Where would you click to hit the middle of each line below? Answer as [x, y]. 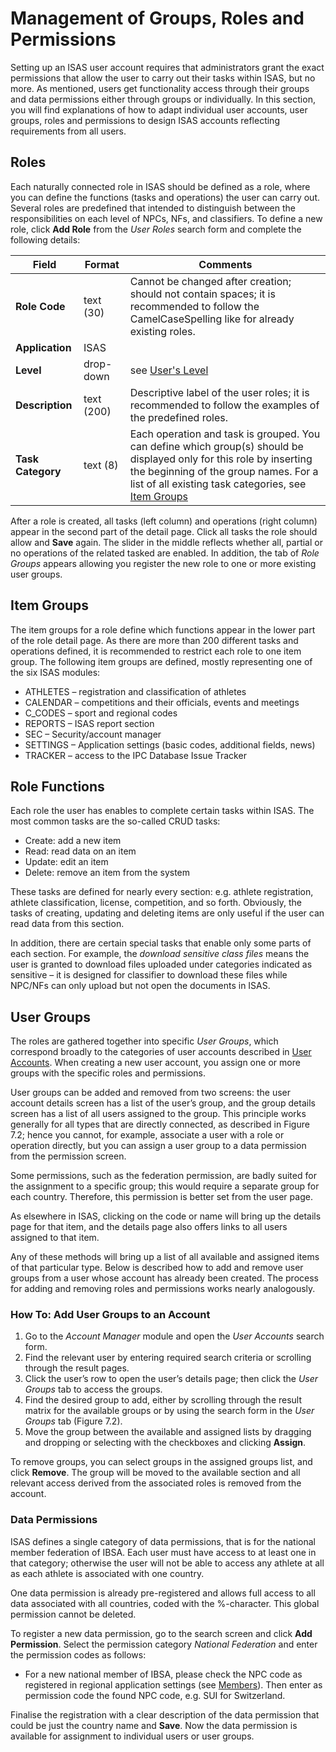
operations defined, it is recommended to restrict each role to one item [156, 651]
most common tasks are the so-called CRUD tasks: [115, 821]
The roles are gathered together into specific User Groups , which [144, 1041]
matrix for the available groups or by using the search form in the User [169, 1411]
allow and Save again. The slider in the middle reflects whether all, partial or [166, 542]
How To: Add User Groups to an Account [110, 1315]
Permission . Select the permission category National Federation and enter [164, 1644]
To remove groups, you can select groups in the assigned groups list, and [161, 1462]
